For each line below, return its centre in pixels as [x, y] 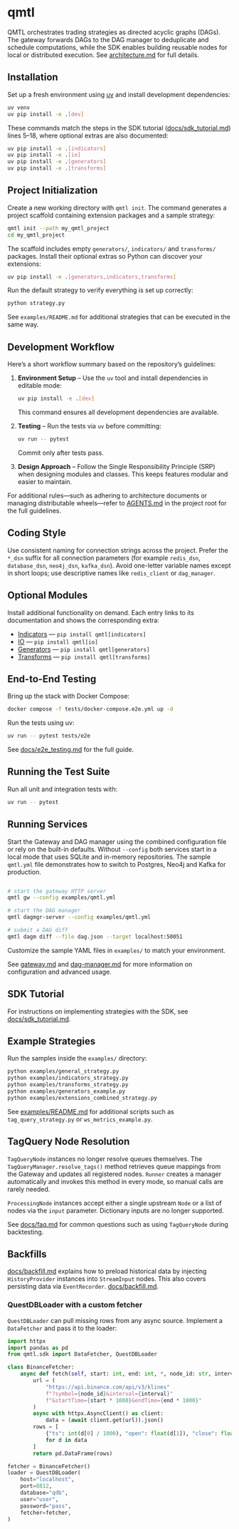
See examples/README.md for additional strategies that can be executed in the [119, 317]
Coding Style [37, 533]
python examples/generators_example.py [67, 1091]
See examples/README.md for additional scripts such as [91, 1111]
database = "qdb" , [44, 1493]
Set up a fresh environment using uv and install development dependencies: [119, 94]
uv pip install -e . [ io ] [44, 155]
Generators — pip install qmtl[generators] [84, 649]
